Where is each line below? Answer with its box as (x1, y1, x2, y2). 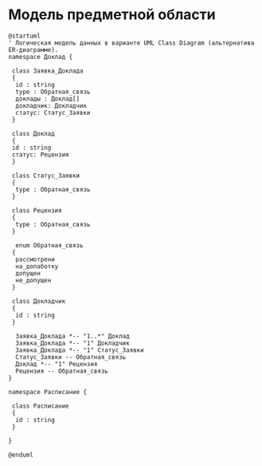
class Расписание (11, 401, 69, 410)
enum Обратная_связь (15, 241, 84, 249)
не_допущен (15, 276, 52, 284)
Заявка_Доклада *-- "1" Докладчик (15, 339, 130, 347)
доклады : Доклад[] (15, 94, 80, 103)
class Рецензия (11, 206, 62, 215)
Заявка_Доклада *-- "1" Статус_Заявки (15, 346, 145, 354)
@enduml (8, 451, 34, 459)
